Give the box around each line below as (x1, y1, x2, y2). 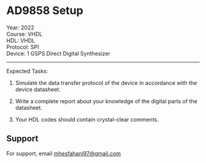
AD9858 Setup (6, 4, 84, 18)
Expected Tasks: (6, 67, 48, 74)
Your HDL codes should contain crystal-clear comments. (15, 115, 159, 123)
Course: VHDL (6, 30, 43, 37)
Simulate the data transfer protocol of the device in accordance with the (15, 79, 197, 86)
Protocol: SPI (6, 43, 39, 51)
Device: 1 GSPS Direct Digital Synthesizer (6, 49, 110, 57)
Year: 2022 (6, 24, 35, 31)
